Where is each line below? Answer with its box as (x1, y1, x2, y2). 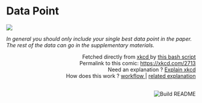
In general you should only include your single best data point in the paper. (6, 35, 192, 43)
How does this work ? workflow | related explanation (66, 72, 196, 79)
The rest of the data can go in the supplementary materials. (6, 41, 155, 49)
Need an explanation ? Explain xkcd (108, 66, 196, 73)
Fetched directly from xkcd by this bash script (82, 53, 196, 60)
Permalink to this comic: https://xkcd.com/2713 (79, 59, 196, 66)
